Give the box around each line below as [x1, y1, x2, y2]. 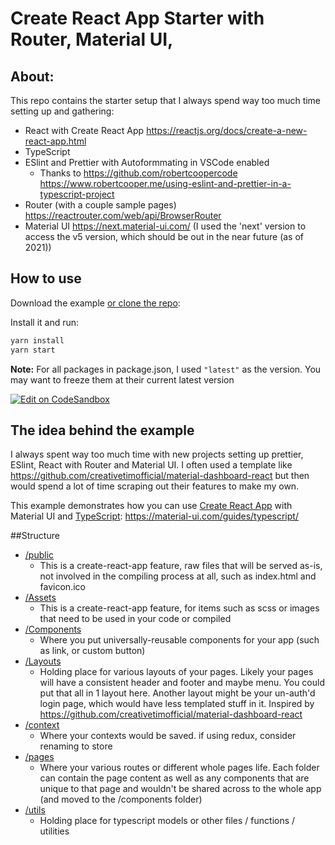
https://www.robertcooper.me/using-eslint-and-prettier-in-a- [39, 178, 292, 189]
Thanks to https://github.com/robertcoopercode [39, 167, 238, 179]
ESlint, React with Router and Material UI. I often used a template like [10, 459, 293, 471]
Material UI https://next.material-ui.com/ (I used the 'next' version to [24, 220, 307, 232]
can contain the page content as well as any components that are [39, 772, 310, 784]
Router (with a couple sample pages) [24, 199, 177, 211]
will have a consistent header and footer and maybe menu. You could [39, 677, 326, 689]
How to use [10, 270, 82, 287]
